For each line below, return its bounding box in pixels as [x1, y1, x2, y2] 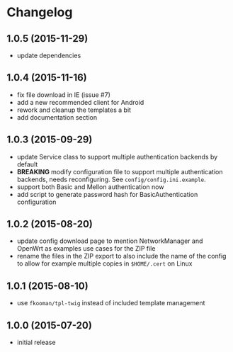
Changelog [6, 4, 73, 21]
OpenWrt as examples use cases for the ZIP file [16, 244, 156, 253]
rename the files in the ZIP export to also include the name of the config [16, 252, 227, 261]
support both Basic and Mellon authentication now [16, 182, 164, 191]
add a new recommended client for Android [16, 98, 144, 106]
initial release [16, 338, 56, 347]
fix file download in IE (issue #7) [16, 90, 111, 99]
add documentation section [16, 113, 97, 121]
